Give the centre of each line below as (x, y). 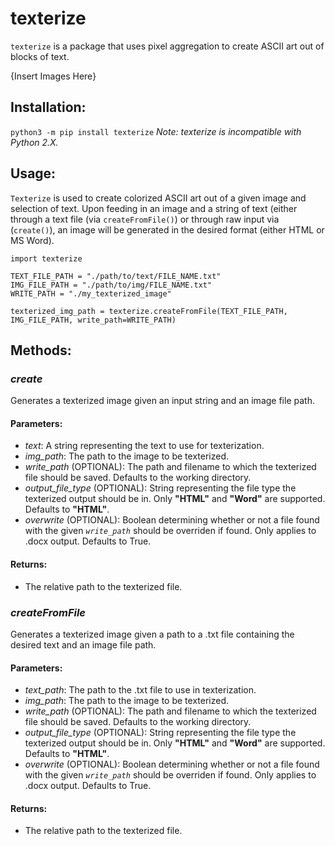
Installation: (48, 107)
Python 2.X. (34, 142)
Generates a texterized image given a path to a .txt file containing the (152, 634)
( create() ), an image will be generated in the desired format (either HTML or (167, 229)
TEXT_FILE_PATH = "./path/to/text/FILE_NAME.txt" (116, 276)
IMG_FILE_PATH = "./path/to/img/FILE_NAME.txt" (111, 285)
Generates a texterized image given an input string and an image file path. (162, 401)
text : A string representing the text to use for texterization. (144, 446)
